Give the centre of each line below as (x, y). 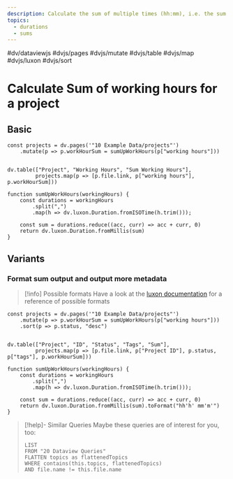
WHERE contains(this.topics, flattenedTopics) (93, 463)
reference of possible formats (67, 301)
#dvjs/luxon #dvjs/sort (39, 61)
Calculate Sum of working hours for (112, 89)
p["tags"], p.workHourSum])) (50, 357)
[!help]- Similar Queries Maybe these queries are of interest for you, (122, 424)
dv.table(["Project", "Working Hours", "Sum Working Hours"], (99, 170)
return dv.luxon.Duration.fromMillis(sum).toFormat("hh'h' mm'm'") (120, 406)
